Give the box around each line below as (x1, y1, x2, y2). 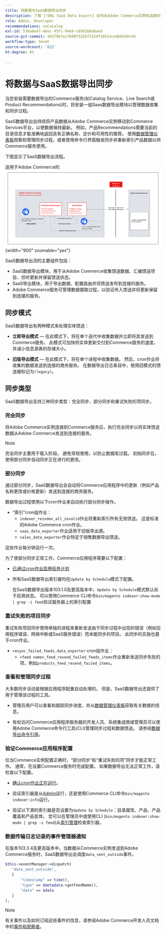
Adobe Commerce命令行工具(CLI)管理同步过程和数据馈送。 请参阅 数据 (16, 725, 161, 731)
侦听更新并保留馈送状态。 (21, 274, 73, 280)
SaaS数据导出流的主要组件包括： (5, 257, 72, 263)
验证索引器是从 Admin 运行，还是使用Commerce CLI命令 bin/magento (12, 791, 150, 797)
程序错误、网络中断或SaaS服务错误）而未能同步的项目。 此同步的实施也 (9, 631, 156, 637)
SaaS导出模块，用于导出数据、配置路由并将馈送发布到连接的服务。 (12, 280, 149, 286)
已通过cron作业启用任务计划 (12, 566, 70, 572)
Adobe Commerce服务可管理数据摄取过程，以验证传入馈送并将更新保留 (12, 287, 158, 293)
